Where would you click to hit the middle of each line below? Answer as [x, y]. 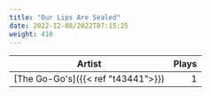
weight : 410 [31, 34]
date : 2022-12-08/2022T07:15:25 [69, 26]
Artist [89, 64]
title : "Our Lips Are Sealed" [65, 17]
